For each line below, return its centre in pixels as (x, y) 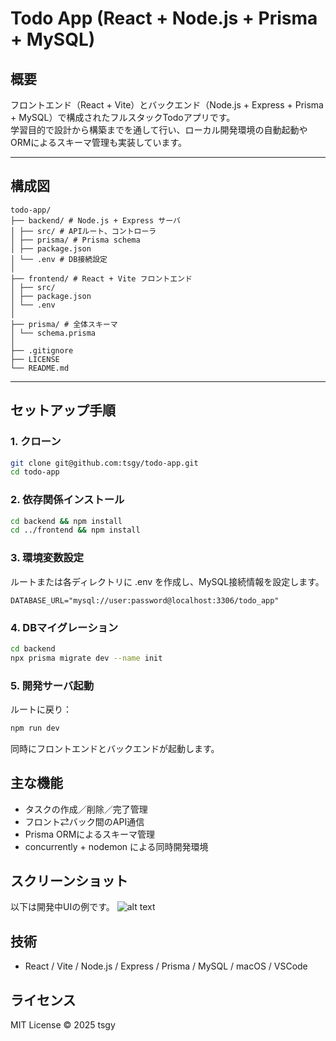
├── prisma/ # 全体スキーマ (64, 324)
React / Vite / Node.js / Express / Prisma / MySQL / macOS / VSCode (166, 966)
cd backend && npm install (66, 521)
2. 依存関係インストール (67, 500)
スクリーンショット (69, 881)
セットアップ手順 (63, 410)
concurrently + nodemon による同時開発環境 (116, 846)
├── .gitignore (42, 350)
